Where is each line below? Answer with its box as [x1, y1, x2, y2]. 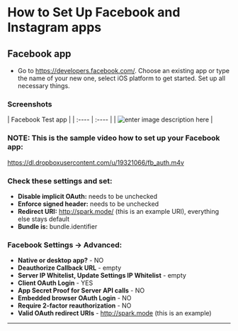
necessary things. [17, 82, 70, 89]
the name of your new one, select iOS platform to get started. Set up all [17, 74, 225, 82]
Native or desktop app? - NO [17, 256, 104, 265]
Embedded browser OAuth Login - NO [17, 294, 132, 303]
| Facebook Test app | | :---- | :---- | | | [7, 115, 213, 124]
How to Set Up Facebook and [7, 4, 181, 21]
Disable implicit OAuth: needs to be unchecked [17, 192, 158, 200]
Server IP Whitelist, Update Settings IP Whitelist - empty [17, 271, 186, 280]
